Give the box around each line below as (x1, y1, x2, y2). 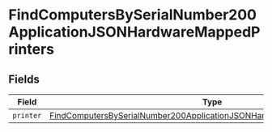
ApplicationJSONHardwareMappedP (8, 23, 261, 41)
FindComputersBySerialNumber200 (8, 6, 257, 24)
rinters (8, 40, 55, 58)
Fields (8, 72, 40, 86)
